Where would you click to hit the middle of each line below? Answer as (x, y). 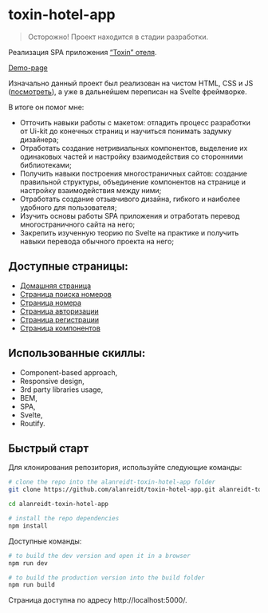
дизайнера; (39, 139)
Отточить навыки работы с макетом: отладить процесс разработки (135, 122)
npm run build (32, 585)
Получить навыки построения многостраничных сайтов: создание (133, 173)
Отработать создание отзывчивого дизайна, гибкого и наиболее (130, 199)
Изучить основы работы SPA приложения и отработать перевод (130, 216)
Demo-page (28, 67)
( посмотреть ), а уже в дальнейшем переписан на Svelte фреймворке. (128, 91)
